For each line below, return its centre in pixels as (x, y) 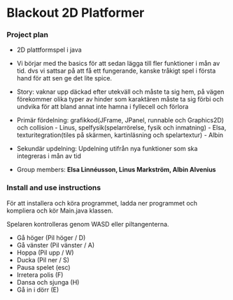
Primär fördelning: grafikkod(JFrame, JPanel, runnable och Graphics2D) (120, 120)
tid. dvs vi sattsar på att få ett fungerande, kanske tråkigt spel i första (116, 71)
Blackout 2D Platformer (76, 13)
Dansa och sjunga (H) (48, 282)
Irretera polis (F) (40, 275)
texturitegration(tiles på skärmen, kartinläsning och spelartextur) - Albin (120, 135)
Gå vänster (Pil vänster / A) (56, 245)
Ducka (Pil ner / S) (43, 259)
